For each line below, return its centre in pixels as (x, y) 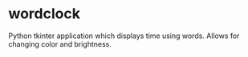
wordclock (44, 14)
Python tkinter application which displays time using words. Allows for (124, 36)
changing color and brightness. (60, 44)
